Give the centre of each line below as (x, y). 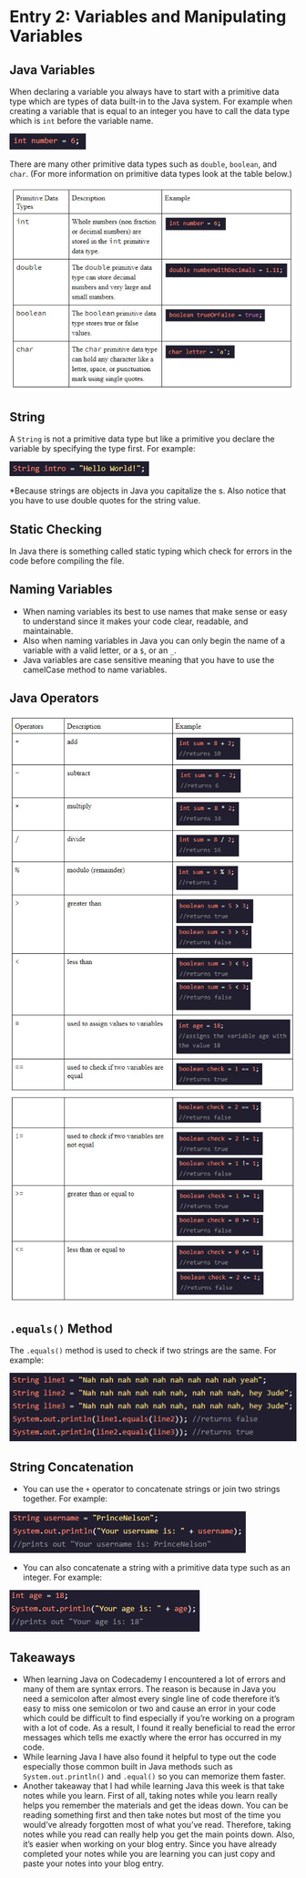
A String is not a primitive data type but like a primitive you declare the (142, 439)
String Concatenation (71, 1467)
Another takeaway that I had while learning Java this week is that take (153, 1786)
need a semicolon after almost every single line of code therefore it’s (151, 1698)
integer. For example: (62, 1577)
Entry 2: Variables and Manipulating (148, 17)
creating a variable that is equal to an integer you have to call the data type (149, 111)
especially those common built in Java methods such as (128, 1766)
